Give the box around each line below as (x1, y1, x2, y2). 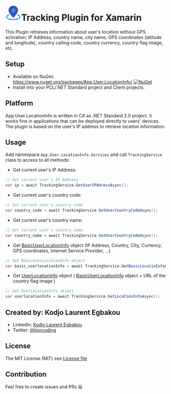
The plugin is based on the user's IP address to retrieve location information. (5, 123, 166, 129)
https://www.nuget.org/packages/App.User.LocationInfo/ (12, 78, 133, 85)
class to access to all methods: (5, 157, 70, 163)
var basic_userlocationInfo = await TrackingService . (5, 264, 122, 269)
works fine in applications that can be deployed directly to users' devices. (5, 118, 160, 124)
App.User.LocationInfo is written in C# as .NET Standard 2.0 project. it (5, 112, 152, 119)
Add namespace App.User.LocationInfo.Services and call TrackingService (5, 151, 162, 157)
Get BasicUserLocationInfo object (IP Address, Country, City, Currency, (12, 242, 162, 248)
